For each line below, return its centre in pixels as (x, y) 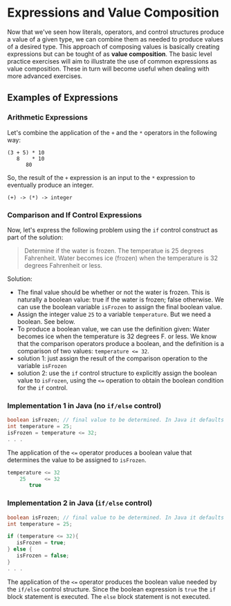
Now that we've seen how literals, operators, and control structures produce (116, 32)
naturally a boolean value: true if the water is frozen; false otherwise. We (121, 300)
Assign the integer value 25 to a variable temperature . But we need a (114, 314)
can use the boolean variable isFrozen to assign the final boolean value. (120, 306)
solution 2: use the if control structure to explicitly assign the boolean (117, 373)
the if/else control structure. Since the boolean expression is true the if (112, 589)
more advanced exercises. (45, 76)
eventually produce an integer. (50, 185)
